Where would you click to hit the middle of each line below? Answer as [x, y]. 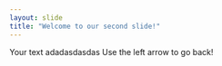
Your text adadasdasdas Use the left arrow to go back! [111, 52]
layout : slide [36, 18]
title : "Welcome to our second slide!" [85, 26]
